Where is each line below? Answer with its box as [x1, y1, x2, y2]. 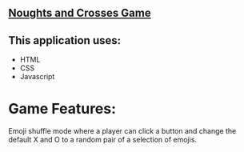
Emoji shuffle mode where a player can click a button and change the [8, 126, 237, 136]
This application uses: [8, 34, 122, 47]
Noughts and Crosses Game [8, 6, 151, 20]
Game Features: [8, 100, 117, 118]
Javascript [19, 72, 55, 82]
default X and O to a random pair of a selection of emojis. [8, 135, 198, 145]
